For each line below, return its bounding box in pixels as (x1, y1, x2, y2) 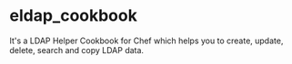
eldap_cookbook (9, 5, 138, 26)
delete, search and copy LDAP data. (9, 44, 144, 55)
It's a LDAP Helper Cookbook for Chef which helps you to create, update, (9, 35, 284, 46)
